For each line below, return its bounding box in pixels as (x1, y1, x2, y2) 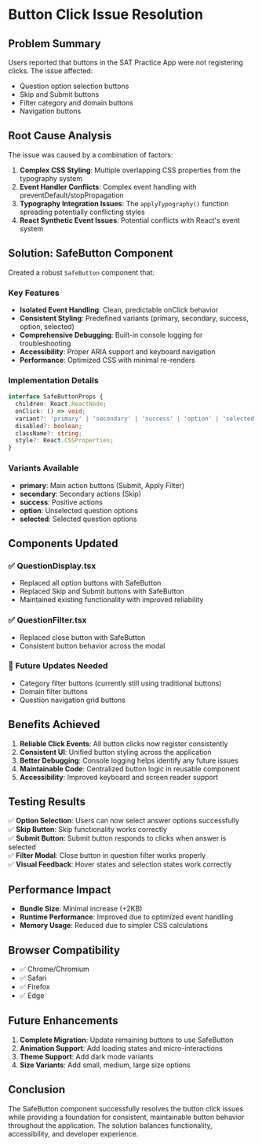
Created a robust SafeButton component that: (8, 268, 155, 277)
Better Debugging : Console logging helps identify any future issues (19, 756, 239, 765)
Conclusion (8, 1083, 66, 1096)
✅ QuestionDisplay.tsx (8, 560, 96, 571)
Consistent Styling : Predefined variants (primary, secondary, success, (19, 313, 249, 323)
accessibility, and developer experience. (8, 1129, 139, 1138)
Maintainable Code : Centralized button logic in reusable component (19, 763, 241, 773)
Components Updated (8, 537, 118, 550)
